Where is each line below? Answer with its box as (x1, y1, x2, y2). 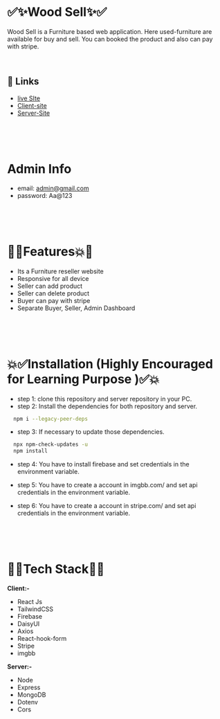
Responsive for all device (17, 274, 89, 282)
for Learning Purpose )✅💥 (7, 371, 160, 387)
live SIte (17, 94, 40, 102)
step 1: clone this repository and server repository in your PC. (17, 394, 192, 403)
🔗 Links (7, 75, 39, 87)
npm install (13, 448, 48, 455)
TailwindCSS (17, 605, 54, 613)
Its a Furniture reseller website (17, 267, 104, 275)
